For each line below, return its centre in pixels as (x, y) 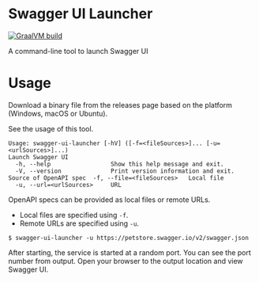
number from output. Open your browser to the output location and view (126, 261)
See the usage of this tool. (51, 128)
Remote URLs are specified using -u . (79, 223)
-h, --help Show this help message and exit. (120, 164)
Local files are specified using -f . (74, 215)
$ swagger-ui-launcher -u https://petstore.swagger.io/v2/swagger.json (128, 238)
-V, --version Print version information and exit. (125, 171)
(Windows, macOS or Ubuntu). (58, 113)
